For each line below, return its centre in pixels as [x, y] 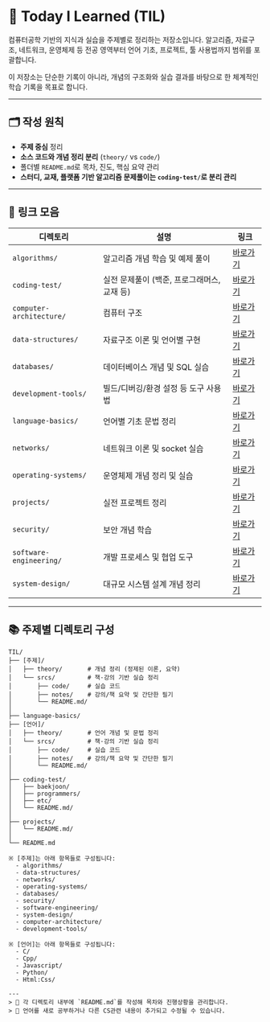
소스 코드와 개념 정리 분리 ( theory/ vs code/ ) [90, 157]
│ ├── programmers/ [45, 794]
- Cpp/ [27, 959]
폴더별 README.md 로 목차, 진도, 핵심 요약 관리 [90, 166]
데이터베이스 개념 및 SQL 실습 [156, 367]
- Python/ [32, 973]
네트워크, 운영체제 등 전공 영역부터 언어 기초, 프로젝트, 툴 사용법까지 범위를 [135, 49]
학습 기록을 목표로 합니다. [48, 87]
